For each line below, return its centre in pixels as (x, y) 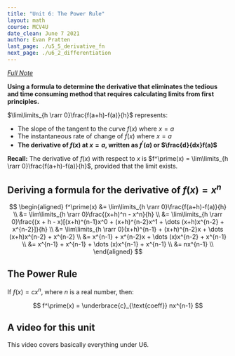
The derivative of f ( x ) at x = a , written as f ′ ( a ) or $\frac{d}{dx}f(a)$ (117, 144)
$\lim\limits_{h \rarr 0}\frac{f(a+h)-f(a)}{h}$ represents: (88, 115)
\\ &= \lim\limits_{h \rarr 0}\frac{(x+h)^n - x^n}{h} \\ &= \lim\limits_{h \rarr (118, 214)
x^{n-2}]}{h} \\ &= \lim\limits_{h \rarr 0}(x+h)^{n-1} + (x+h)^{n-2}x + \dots (118, 230)
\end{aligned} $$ (118, 252)
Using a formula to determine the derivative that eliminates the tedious (112, 86)
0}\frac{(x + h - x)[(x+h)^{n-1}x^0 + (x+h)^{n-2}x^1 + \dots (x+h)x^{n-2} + (118, 222)
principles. (23, 101)
